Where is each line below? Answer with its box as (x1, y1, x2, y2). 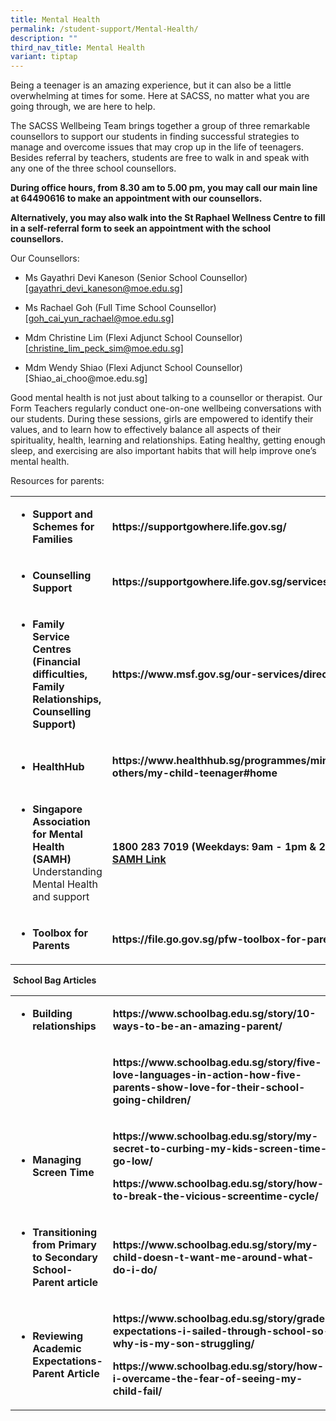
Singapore (32, 802, 83, 816)
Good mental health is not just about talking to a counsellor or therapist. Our (10, 392, 323, 404)
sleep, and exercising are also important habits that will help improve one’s (10, 445, 317, 457)
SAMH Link (111, 852, 167, 866)
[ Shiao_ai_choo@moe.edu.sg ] (24, 372, 148, 385)
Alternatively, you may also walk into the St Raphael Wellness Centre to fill (10, 212, 326, 224)
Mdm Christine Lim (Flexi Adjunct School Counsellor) (24, 332, 243, 344)
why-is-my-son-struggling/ (112, 1337, 255, 1351)
